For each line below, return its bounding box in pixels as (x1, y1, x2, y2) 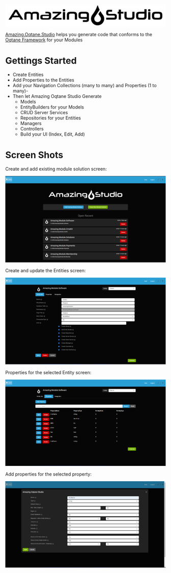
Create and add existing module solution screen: (5, 166, 107, 172)
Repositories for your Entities (20, 115, 81, 121)
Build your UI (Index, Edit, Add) (20, 131, 85, 137)
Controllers (20, 126, 44, 132)
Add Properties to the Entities (12, 77, 75, 83)
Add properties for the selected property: (5, 471, 92, 477)
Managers (20, 120, 42, 126)
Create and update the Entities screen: (5, 267, 86, 273)
